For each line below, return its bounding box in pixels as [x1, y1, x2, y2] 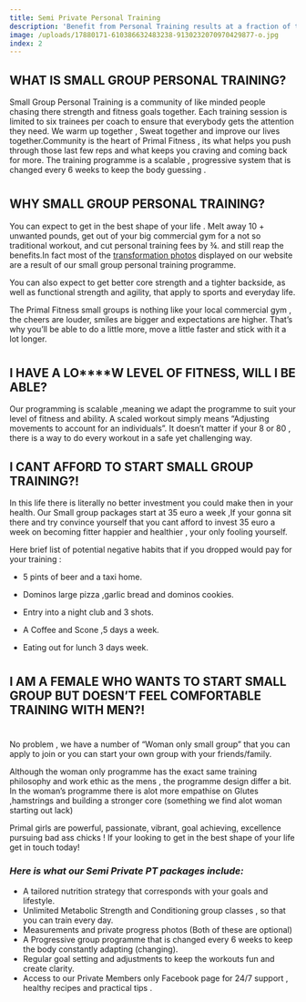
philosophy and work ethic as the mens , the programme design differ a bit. [9, 776, 291, 787]
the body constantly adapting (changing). [22, 944, 178, 955]
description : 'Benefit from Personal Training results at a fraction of [9, 22, 291, 31]
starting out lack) [9, 805, 74, 816]
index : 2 [9, 38, 43, 48]
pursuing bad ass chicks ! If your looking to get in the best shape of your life [9, 833, 295, 844]
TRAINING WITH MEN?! [9, 702, 146, 718]
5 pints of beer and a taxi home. [22, 571, 143, 583]
